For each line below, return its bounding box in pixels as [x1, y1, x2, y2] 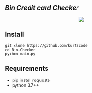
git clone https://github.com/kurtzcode [5, 43, 88, 48]
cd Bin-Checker [5, 47, 36, 52]
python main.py [5, 52, 36, 56]
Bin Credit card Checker [5, 4, 79, 12]
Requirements [5, 65, 48, 73]
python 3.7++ [12, 82, 40, 88]
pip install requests [12, 77, 50, 83]
